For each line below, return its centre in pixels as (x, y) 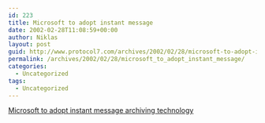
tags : (17, 81)
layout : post (30, 45)
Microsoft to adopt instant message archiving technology (101, 110)
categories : (28, 67)
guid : (17, 52)
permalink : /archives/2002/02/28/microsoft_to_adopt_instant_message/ (127, 60)
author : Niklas (33, 37)
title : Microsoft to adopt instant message (81, 23)
